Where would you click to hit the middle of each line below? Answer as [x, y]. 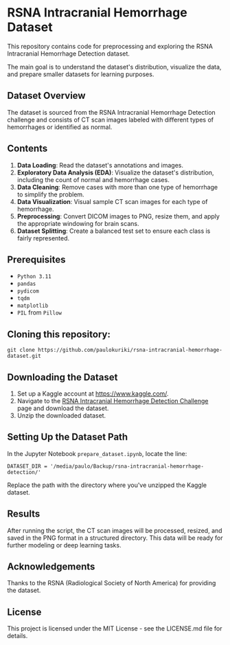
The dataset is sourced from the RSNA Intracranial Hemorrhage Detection [112, 112]
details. [18, 636]
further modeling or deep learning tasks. [64, 545]
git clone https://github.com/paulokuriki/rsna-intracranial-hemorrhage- [115, 350]
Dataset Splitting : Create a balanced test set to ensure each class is [114, 231]
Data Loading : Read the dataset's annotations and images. [100, 165]
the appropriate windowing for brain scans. [78, 223]
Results [24, 514]
